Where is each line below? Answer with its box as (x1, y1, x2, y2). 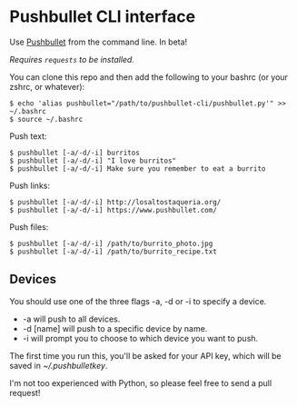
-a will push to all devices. (22, 313, 121, 324)
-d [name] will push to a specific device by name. (22, 323, 208, 333)
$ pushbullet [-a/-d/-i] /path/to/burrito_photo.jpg (9, 239, 213, 248)
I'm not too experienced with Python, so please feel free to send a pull (9, 377, 272, 388)
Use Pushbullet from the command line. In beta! (9, 36, 188, 47)
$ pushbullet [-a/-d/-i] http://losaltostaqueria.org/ (9, 197, 222, 206)
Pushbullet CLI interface (9, 6, 196, 27)
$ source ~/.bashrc (9, 114, 84, 124)
